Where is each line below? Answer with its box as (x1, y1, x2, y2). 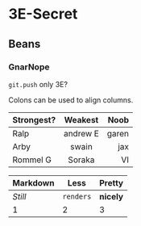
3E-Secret (8, 5, 78, 23)
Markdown (12, 177, 55, 188)
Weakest (64, 114, 99, 125)
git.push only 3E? (8, 79, 68, 89)
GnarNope (8, 61, 50, 73)
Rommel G (12, 154, 52, 165)
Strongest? (12, 114, 56, 125)
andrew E (63, 128, 99, 139)
